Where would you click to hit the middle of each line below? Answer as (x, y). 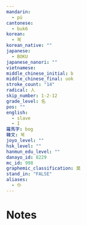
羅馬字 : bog (20, 129)
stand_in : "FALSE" (29, 174)
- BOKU (20, 57)
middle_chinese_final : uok (40, 79)
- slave (21, 118)
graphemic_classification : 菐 (43, 168)
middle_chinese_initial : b (40, 73)
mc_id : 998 (20, 163)
